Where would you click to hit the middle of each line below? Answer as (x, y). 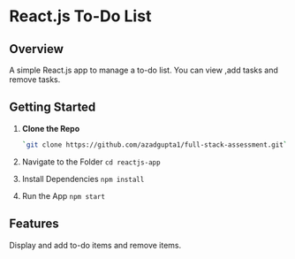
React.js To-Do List (80, 16)
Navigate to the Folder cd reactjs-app (91, 162)
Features (34, 224)
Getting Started (53, 107)
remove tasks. (35, 80)
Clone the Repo (51, 128)
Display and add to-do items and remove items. (95, 245)
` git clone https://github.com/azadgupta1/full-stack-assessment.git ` (155, 145)
